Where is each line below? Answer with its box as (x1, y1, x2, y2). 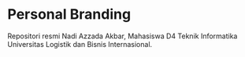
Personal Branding (7, 5, 132, 23)
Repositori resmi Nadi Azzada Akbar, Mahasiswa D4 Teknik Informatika (7, 31, 238, 41)
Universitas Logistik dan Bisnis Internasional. (7, 39, 153, 48)
